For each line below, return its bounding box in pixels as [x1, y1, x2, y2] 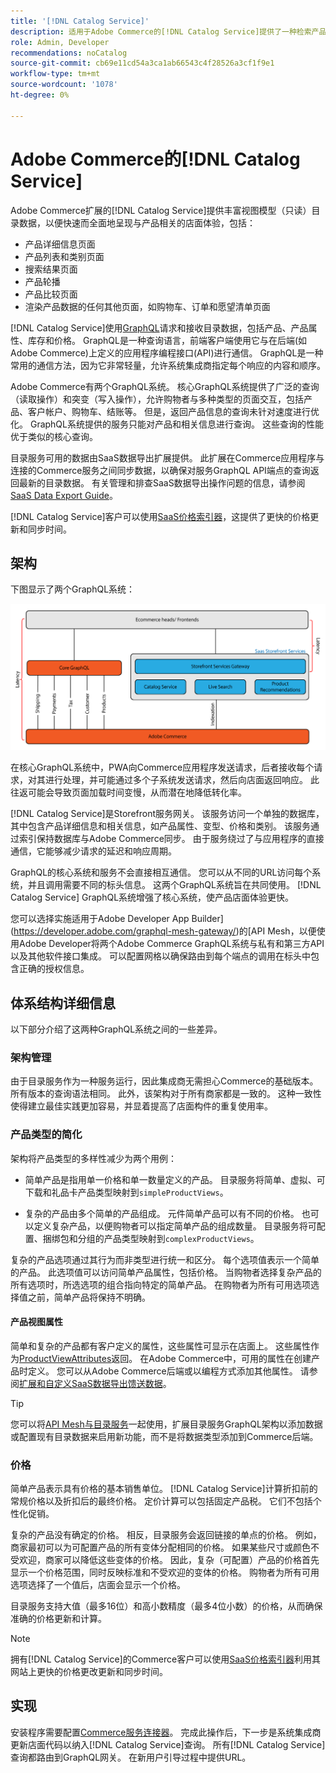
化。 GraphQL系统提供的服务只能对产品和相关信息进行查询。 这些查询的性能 [10, 418, 324, 430]
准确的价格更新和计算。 [10, 1613, 107, 1625]
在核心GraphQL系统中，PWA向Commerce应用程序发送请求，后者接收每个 [10, 761, 315, 774]
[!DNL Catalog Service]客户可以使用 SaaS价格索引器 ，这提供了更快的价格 [10, 510, 311, 522]
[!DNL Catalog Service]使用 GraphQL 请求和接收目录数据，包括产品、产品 [10, 321, 309, 334]
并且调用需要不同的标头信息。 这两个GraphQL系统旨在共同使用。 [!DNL [27, 879, 322, 891]
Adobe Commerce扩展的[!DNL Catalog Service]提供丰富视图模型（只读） [10, 204, 312, 216]
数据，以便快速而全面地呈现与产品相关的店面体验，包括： [18, 216, 256, 229]
